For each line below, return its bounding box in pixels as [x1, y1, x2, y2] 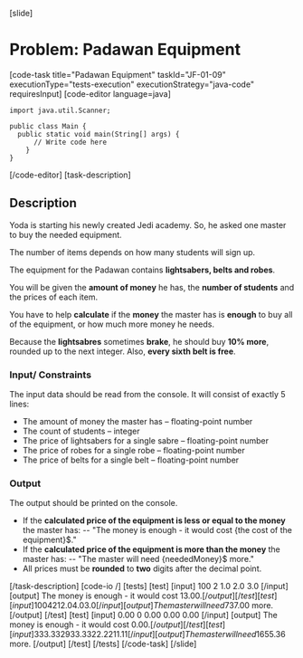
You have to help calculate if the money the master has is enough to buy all [9, 309, 293, 319]
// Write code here [33, 138, 107, 147]
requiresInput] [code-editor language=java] [9, 88, 172, 99]
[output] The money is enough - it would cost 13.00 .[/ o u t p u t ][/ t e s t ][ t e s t [9, 590, 275, 601]
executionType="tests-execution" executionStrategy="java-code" [9, 79, 255, 90]
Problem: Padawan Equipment [9, 40, 241, 60]
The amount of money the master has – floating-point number [22, 416, 253, 427]
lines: [9, 398, 30, 410]
